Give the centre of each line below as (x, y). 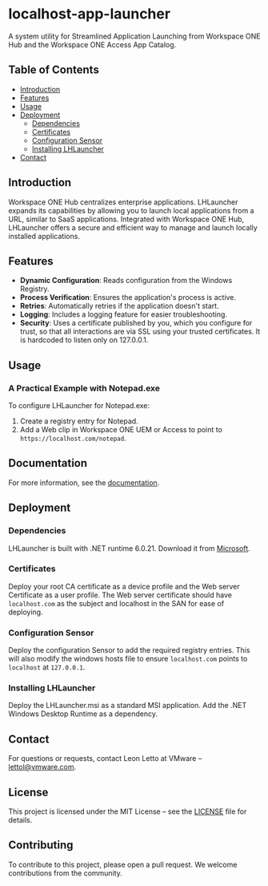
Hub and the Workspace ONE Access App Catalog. (92, 44)
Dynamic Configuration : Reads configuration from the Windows (126, 281)
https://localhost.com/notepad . (73, 439)
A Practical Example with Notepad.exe (84, 388)
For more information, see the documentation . (84, 483)
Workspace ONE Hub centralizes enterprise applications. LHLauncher (123, 202)
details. (20, 820)
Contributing (41, 846)
